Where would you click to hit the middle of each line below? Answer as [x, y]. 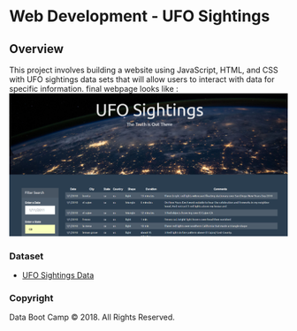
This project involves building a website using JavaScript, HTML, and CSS [144, 70]
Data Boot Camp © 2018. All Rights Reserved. [92, 317]
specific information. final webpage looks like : [94, 89]
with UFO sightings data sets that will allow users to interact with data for [142, 79]
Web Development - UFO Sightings [140, 16]
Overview [37, 49]
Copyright [31, 297]
